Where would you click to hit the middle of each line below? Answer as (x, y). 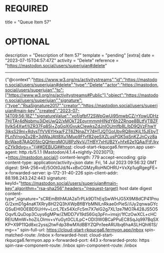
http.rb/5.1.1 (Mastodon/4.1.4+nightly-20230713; (67, 152)
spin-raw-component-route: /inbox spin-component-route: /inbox (71, 245)
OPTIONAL (27, 42)
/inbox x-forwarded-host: (63, 235)
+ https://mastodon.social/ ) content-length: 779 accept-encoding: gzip (76, 157)
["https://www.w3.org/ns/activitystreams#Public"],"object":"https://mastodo (82, 95)
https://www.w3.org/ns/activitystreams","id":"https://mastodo (95, 79)
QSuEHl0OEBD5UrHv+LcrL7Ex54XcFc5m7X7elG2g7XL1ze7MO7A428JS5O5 (82, 209)
